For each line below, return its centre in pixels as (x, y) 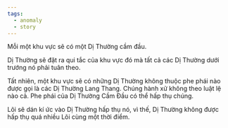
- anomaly (28, 20)
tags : (15, 14)
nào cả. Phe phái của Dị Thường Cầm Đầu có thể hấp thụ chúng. (101, 96)
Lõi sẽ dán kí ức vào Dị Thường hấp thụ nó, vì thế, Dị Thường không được (113, 110)
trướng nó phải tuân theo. (44, 68)
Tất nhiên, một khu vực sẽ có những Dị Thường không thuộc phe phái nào (114, 81)
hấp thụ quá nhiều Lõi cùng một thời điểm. (69, 117)
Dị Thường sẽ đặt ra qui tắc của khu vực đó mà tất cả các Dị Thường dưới (113, 60)
